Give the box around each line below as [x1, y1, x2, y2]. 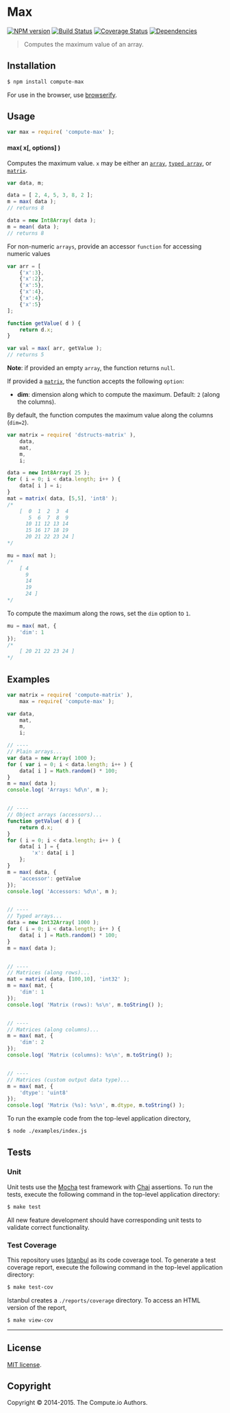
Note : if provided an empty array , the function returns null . [7, 364, 175, 372]
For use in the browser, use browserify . [7, 91, 118, 99]
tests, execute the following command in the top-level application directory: [7, 1190, 220, 1198]
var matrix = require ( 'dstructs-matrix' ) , [7, 432, 136, 439]
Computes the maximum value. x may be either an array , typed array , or [7, 159, 212, 167]
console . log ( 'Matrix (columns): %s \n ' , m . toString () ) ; [7, 1052, 173, 1059]
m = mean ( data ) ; [7, 223, 60, 230]
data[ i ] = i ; [19, 482, 63, 490]
